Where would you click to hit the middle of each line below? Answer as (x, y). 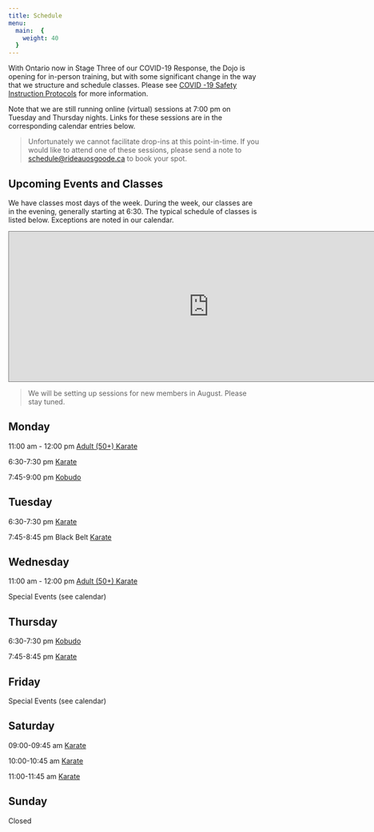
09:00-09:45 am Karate (47, 745)
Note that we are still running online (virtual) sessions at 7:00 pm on (119, 109)
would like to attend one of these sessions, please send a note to (135, 150)
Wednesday (39, 561)
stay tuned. (46, 401)
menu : (17, 23)
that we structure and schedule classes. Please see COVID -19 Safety (123, 86)
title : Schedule (35, 16)
